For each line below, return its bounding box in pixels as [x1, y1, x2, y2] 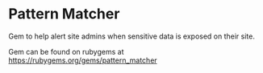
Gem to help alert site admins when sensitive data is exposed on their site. [8, 31, 256, 41]
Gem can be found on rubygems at [8, 47, 124, 56]
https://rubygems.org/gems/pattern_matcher [8, 55, 157, 65]
